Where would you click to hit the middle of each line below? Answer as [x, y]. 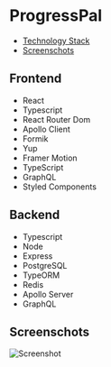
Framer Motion [50, 158]
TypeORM [41, 275]
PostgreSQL [45, 265]
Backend [35, 215]
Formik [35, 138]
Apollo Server [48, 294]
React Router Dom [56, 119]
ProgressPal [56, 16]
